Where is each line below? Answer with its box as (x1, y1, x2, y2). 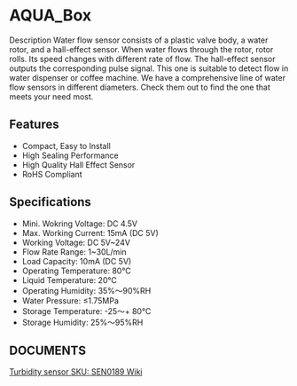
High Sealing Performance (21, 150, 119, 161)
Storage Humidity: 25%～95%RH (21, 317, 144, 327)
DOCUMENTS (9, 343, 87, 358)
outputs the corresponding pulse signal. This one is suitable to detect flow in (9, 63, 289, 74)
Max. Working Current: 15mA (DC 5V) (21, 227, 160, 238)
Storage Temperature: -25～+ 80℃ (21, 305, 152, 316)
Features (9, 117, 59, 132)
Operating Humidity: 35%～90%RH (21, 285, 152, 295)
